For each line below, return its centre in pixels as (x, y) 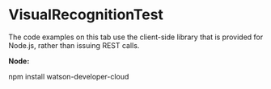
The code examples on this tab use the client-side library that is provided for (136, 37)
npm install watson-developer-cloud (69, 76)
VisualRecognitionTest (86, 15)
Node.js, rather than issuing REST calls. (74, 45)
